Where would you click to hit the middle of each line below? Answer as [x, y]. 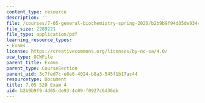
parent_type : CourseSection [42, 68]
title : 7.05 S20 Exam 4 [37, 85]
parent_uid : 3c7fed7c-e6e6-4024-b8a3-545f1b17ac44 [72, 74]
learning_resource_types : [39, 40]
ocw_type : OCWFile [30, 57]
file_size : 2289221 [31, 29]
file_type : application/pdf [42, 35]
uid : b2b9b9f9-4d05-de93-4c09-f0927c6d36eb [63, 91]
